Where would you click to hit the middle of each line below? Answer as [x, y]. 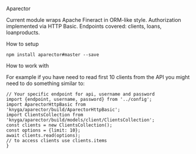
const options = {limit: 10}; [44, 130]
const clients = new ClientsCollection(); [59, 125]
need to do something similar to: [45, 83]
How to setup [23, 44]
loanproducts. [23, 32]
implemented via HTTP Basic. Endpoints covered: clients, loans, [84, 26]
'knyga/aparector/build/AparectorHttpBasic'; [63, 110]
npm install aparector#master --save [53, 55]
